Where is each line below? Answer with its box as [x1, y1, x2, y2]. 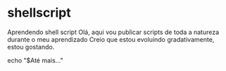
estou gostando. [7, 42, 55, 51]
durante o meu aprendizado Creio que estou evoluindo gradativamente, [7, 35, 215, 43]
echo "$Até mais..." [7, 56, 63, 64]
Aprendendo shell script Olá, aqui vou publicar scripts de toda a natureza [7, 28, 220, 36]
